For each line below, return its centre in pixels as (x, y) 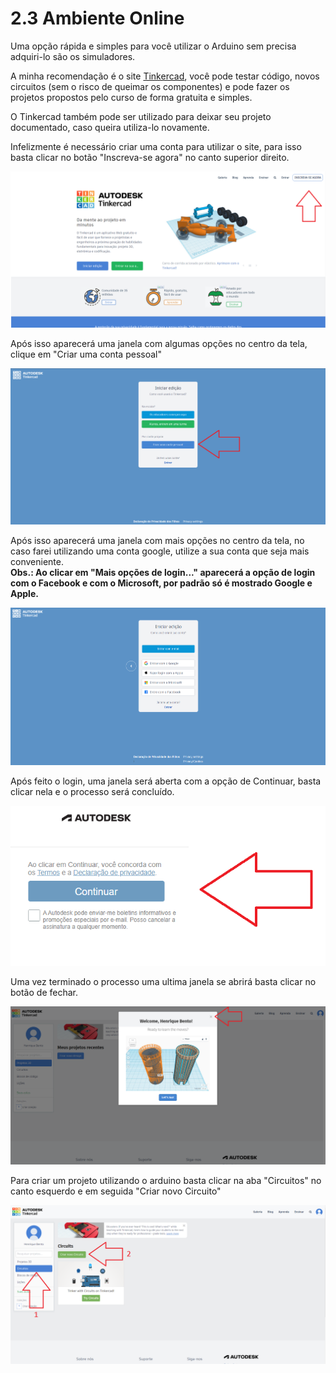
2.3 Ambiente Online (97, 18)
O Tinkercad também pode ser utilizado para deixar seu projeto (141, 116)
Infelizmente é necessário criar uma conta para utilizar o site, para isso (156, 146)
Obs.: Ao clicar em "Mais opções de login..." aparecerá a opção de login (163, 573)
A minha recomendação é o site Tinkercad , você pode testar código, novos (165, 76)
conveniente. (37, 562)
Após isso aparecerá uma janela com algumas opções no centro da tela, (159, 343)
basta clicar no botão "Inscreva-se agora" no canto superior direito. (150, 157)
